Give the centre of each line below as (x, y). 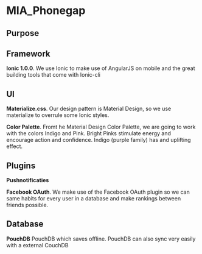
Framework (28, 53)
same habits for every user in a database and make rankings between (94, 199)
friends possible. (27, 205)
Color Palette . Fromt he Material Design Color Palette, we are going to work (101, 127)
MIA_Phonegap (46, 11)
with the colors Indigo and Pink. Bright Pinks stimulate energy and (89, 133)
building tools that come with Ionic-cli (54, 75)
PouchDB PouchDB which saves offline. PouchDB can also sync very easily (101, 239)
